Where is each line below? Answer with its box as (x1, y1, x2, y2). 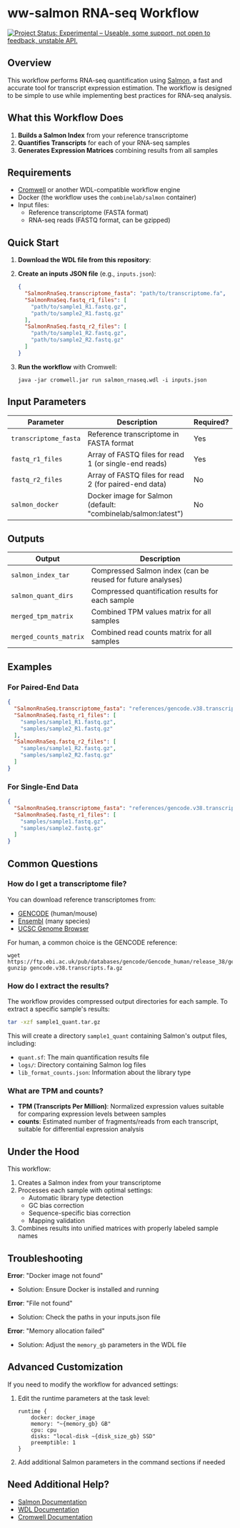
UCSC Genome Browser (17, 924, 89, 933)
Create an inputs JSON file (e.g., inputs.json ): (17, 269, 156, 278)
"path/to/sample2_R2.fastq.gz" (31, 336, 124, 344)
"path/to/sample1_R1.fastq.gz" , (31, 303, 127, 310)
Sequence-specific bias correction (28, 1209, 131, 1217)
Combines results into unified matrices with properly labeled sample (17, 1224, 219, 1233)
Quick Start (7, 236, 59, 249)
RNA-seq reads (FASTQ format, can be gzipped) (28, 216, 171, 224)
